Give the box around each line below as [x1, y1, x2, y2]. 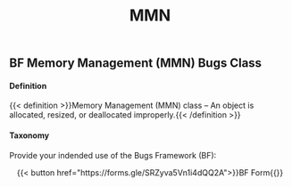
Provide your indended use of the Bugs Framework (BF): [9, 150, 217, 160]
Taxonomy [9, 130, 50, 141]
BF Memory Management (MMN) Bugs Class [9, 55, 262, 71]
